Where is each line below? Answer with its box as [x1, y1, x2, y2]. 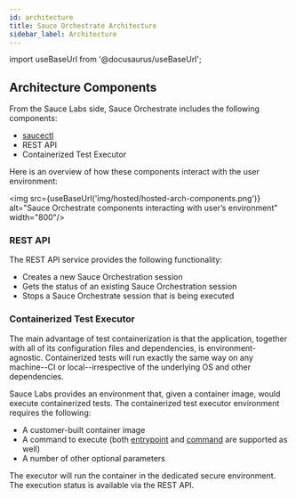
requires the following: [9, 407, 92, 418]
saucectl [21, 130, 54, 141]
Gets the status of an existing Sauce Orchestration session [21, 282, 237, 292]
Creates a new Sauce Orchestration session [21, 272, 183, 282]
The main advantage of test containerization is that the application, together [9, 333, 287, 344]
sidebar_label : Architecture [9, 29, 117, 38]
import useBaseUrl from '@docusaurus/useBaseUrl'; [9, 54, 202, 65]
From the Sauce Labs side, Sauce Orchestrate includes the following [9, 103, 260, 114]
